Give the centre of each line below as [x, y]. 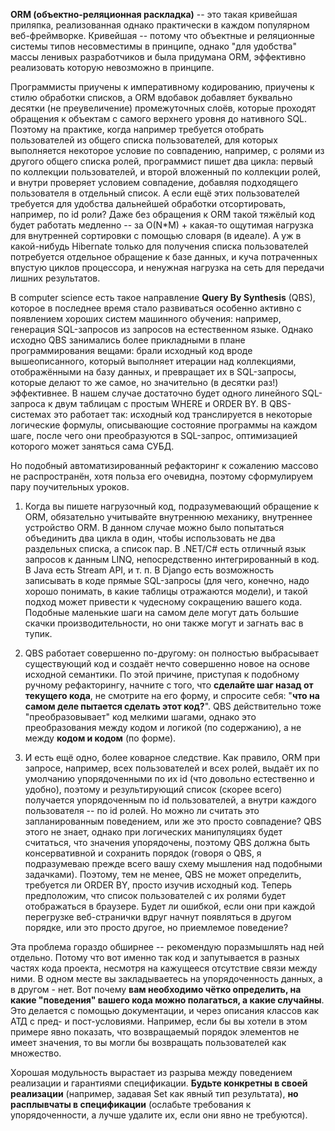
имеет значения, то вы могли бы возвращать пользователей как [148, 1042]
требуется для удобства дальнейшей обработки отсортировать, [148, 203]
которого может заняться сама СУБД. [92, 446]
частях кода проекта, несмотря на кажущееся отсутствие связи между [164, 968]
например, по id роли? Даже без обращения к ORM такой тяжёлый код [162, 214]
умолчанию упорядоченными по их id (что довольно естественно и [169, 778]
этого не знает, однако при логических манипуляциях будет [153, 832]
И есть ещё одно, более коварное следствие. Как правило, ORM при [172, 757]
